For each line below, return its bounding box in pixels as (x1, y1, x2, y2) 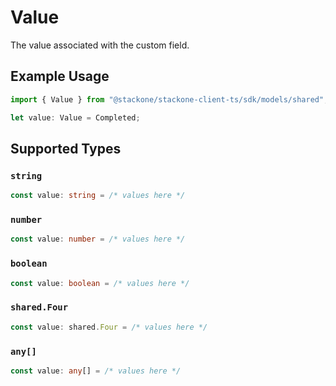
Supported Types (10, 140, 122, 157)
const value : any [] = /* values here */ (10, 366, 182, 376)
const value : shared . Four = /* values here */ (10, 322, 208, 332)
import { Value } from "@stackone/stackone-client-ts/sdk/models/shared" (10, 94, 325, 105)
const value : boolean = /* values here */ (10, 278, 190, 288)
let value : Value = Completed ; (10, 112, 141, 123)
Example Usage (10, 68, 110, 85)
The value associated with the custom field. (10, 39, 190, 51)
